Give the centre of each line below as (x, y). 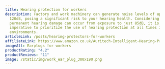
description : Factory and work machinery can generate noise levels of (80, 14)
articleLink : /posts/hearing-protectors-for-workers (60, 37)
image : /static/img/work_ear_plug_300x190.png (54, 59)
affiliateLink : (21, 41)
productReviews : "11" (27, 55)
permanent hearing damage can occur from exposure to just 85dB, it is (84, 23)
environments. (24, 32)
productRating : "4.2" (27, 50)
